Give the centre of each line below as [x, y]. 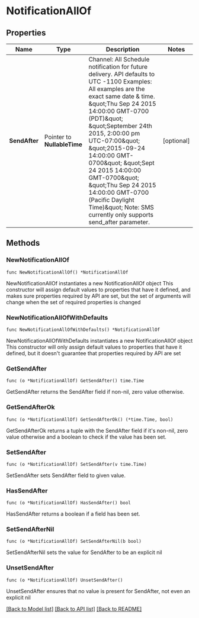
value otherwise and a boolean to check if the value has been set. [86, 437]
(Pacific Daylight [111, 200]
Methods [23, 243]
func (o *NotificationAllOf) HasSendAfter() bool [69, 503]
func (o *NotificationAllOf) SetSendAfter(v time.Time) [76, 464]
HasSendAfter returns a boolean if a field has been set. [73, 514]
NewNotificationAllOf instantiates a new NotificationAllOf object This [90, 283]
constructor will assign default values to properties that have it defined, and [98, 289]
